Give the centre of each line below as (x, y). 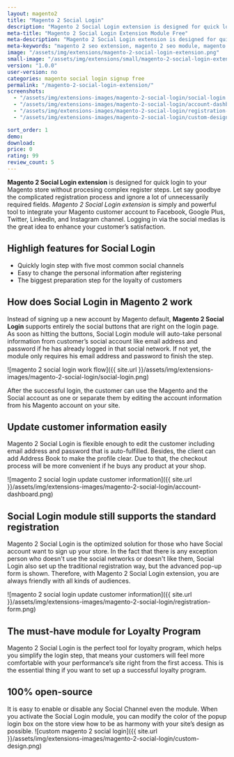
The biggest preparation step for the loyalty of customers (100, 280)
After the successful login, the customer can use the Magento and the (108, 390)
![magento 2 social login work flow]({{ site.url (72, 369)
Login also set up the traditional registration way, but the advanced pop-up (115, 566)
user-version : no (32, 72)
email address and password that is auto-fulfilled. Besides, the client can (111, 451)
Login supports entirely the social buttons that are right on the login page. (113, 326)
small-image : (26, 59)
